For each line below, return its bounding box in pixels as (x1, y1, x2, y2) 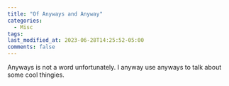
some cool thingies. (7, 70, 65, 79)
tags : (7, 30, 23, 38)
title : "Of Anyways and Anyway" (7, 10, 103, 18)
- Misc (13, 23, 33, 31)
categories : (7, 17, 43, 24)
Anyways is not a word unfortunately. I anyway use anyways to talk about (7, 63, 222, 71)
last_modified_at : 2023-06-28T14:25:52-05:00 (7, 37, 144, 44)
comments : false (7, 43, 55, 50)
